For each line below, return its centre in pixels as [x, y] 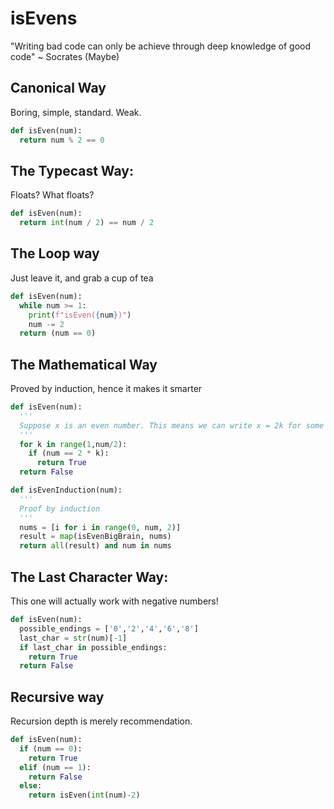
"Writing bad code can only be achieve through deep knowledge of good [161, 46]
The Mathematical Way [84, 364]
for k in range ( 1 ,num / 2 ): [73, 444]
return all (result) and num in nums [95, 546]
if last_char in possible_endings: [93, 647]
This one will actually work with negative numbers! [114, 601]
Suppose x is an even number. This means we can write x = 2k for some [172, 425]
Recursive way [57, 697]
